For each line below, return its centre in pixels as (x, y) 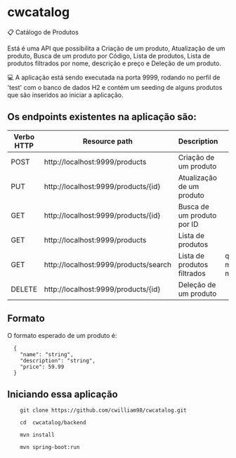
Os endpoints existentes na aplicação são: (102, 117)
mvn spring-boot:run (50, 447)
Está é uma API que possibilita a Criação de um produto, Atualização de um (117, 48)
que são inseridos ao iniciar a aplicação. (65, 95)
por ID (188, 224)
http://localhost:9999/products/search (108, 264)
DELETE (24, 289)
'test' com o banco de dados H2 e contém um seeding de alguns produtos (115, 87)
